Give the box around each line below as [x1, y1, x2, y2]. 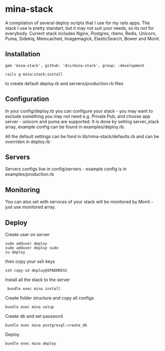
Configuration [5, 95, 49, 103]
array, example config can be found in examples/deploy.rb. [5, 124, 125, 130]
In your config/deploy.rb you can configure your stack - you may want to [5, 108, 153, 114]
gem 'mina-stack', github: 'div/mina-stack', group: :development [5, 63, 145, 68]
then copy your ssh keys [5, 258, 55, 264]
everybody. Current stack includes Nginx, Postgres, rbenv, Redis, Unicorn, [5, 30, 157, 36]
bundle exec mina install [7, 286, 61, 291]
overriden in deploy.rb [5, 139, 50, 145]
